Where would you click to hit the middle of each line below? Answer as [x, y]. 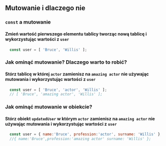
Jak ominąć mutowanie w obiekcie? [49, 107]
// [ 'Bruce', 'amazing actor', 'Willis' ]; [56, 94]
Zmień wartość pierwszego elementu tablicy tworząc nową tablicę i [76, 34]
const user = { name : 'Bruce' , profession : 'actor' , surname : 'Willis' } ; [86, 134]
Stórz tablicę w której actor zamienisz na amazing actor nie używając [77, 74]
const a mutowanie [28, 22]
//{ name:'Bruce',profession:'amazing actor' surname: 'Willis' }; [81, 139]
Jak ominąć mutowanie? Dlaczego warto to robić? [66, 62]
